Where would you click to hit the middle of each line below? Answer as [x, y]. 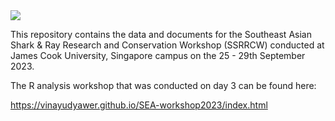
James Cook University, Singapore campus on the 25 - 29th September [158, 55]
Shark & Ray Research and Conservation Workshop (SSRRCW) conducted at [167, 45]
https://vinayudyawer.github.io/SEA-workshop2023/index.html [139, 105]
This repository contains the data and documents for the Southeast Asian [161, 34]
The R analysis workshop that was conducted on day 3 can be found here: [163, 85]
